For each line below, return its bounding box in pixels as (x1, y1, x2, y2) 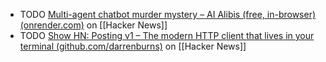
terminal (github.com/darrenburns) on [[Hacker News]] (19, 40, 247, 52)
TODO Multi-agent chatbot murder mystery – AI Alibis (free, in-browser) (19, 9, 317, 20)
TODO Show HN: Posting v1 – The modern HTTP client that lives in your (19, 30, 315, 41)
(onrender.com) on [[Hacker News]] (19, 19, 168, 31)
